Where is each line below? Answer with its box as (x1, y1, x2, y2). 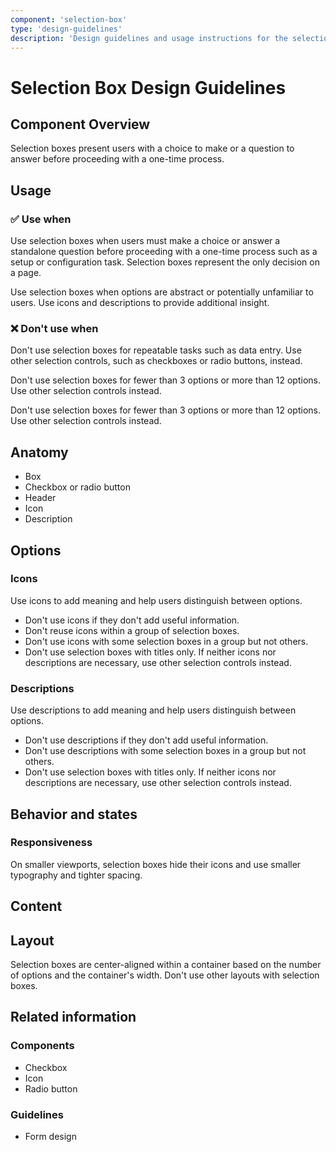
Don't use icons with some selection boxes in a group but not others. (24, 635, 309, 647)
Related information (10, 1009, 137, 1026)
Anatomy (10, 444, 69, 461)
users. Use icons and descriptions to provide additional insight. (10, 297, 270, 309)
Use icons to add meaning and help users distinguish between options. (10, 594, 303, 606)
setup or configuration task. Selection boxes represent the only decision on (10, 256, 320, 268)
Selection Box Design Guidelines (10, 76, 287, 99)
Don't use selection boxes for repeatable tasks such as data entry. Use (10, 344, 302, 356)
